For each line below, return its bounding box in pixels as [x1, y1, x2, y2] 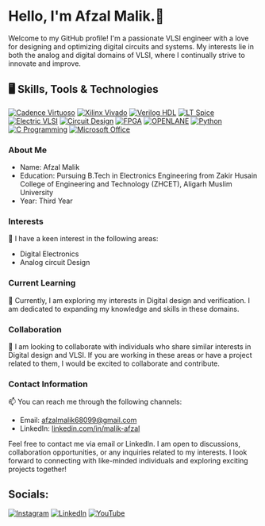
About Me [8, 144, 48, 155]
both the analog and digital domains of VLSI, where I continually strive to [8, 50, 246, 60]
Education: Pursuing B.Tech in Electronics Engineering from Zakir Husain [19, 171, 258, 181]
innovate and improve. [8, 59, 82, 68]
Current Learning [8, 278, 76, 289]
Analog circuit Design [19, 258, 90, 267]
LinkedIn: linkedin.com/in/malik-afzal [19, 424, 140, 433]
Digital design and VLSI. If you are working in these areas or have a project [8, 350, 252, 359]
